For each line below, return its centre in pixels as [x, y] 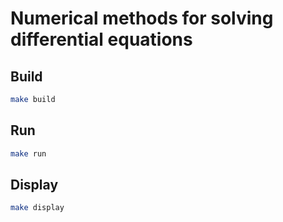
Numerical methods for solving [142, 18]
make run [28, 153]
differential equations [101, 39]
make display [37, 208]
